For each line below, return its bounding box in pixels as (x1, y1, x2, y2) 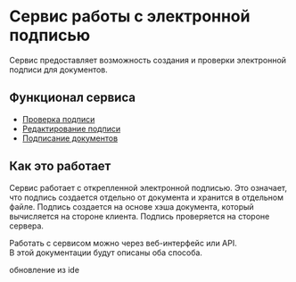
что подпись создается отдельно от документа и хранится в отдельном (9, 192, 284, 203)
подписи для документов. (9, 64, 109, 75)
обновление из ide (9, 264, 80, 275)
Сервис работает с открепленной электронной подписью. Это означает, (9, 182, 288, 193)
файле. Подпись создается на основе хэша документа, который (9, 201, 254, 211)
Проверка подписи (21, 113, 95, 124)
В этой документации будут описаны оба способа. (9, 247, 203, 258)
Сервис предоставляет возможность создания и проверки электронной (9, 54, 287, 65)
